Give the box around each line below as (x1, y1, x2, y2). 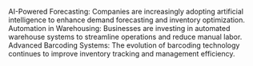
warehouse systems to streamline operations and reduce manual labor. (8, 32, 243, 41)
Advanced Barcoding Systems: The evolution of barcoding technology (8, 41, 240, 50)
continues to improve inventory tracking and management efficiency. (8, 49, 235, 58)
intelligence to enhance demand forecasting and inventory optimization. (8, 15, 246, 25)
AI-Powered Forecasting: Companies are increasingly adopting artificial (8, 7, 244, 16)
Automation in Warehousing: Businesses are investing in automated (8, 24, 231, 33)
